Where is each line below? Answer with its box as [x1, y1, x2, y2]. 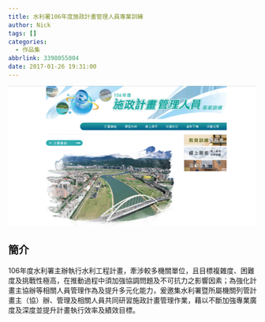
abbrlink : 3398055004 [8, 54, 80, 62]
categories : [8, 38, 47, 46]
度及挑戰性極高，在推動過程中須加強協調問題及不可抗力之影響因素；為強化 [8, 275, 250, 285]
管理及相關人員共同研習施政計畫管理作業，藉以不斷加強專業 [56, 295, 250, 305]
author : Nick [8, 21, 51, 29]
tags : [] [8, 29, 37, 37]
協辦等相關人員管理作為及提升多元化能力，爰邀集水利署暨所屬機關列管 [21, 285, 250, 295]
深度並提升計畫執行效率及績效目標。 [21, 305, 140, 315]
